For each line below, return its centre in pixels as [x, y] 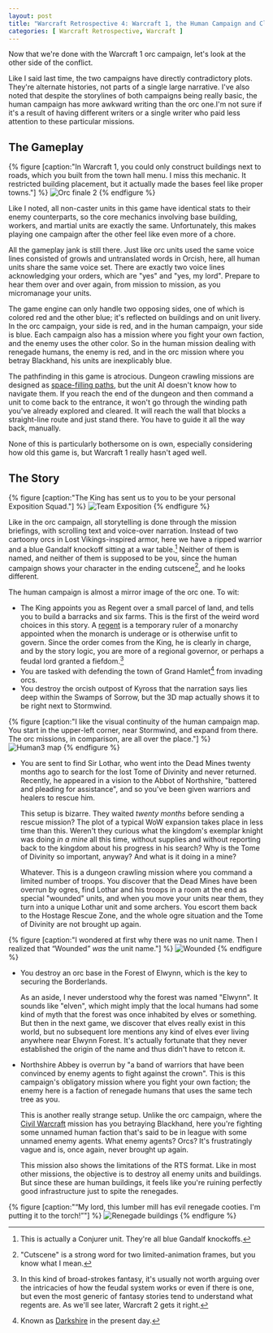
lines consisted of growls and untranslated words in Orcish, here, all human [134, 259]
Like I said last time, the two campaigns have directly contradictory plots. [131, 79]
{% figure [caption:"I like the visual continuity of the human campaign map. [134, 721]
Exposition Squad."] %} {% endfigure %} [109, 506]
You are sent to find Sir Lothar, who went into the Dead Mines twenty [135, 763]
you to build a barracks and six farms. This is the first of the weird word [140, 617]
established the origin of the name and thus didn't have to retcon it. [133, 1049]
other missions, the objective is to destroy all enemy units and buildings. [141, 1174]
